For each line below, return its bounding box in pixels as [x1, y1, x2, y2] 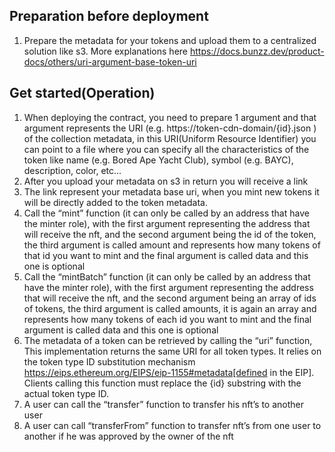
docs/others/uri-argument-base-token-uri [23, 55, 197, 68]
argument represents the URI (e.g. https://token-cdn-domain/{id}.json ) [23, 122, 317, 134]
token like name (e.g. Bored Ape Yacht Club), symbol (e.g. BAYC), [23, 154, 294, 166]
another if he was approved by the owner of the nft [23, 430, 234, 442]
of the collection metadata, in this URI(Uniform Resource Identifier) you [23, 132, 317, 144]
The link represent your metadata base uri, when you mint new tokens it [23, 185, 320, 198]
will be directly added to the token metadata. [23, 196, 208, 208]
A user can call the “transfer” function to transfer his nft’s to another [23, 398, 305, 410]
